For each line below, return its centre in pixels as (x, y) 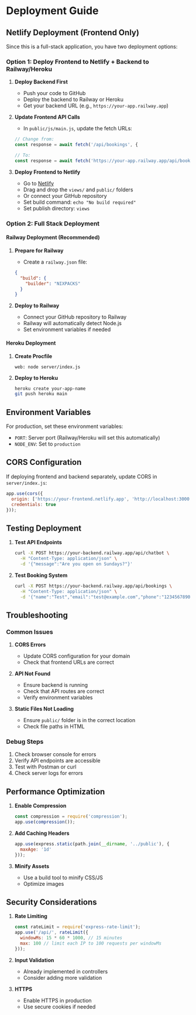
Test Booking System (41, 575)
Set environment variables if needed (67, 329)
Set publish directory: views (56, 208)
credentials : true (34, 504)
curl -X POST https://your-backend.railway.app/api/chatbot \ (92, 553)
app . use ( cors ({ (25, 493)
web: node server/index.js (47, 367)
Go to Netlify (39, 183)
